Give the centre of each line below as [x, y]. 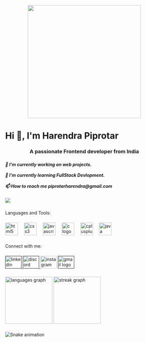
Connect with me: [23, 246]
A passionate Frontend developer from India [84, 152]
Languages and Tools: [28, 213]
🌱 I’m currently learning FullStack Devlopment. [55, 175]
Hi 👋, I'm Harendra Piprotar [62, 136]
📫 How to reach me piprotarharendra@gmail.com [59, 186]
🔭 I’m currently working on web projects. [48, 165]
